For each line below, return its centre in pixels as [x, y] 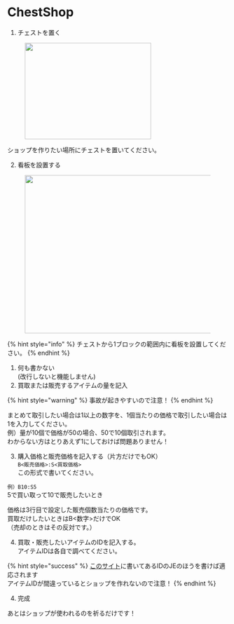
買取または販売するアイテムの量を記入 [73, 385]
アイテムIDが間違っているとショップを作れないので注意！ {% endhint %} [112, 583]
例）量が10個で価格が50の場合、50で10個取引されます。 [88, 433]
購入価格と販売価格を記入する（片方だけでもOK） [89, 456]
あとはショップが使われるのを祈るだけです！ [72, 613]
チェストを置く [39, 32]
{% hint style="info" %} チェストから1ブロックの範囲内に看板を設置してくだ [117, 344]
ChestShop [41, 12]
